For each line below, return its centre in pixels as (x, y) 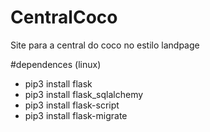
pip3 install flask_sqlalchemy (84, 94)
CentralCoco (64, 17)
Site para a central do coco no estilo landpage (105, 45)
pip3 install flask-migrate (76, 115)
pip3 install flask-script (72, 105)
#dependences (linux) (56, 64)
